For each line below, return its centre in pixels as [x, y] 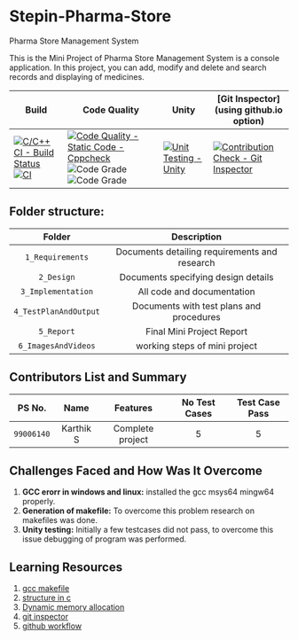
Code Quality [111, 110]
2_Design [57, 277]
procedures [196, 316]
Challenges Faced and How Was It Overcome [136, 470]
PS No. [32, 408]
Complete [133, 428]
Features [133, 408]
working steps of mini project [196, 346]
